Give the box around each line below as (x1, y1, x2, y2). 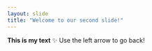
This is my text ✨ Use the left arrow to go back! (7, 36, 145, 44)
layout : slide (7, 10, 49, 17)
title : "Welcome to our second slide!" (7, 17, 124, 24)
